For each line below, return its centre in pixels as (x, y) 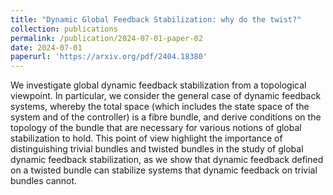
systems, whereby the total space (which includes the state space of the (160, 107)
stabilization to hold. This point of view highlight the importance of (146, 138)
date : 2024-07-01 (46, 47)
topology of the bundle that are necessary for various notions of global (156, 128)
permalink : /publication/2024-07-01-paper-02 (106, 38)
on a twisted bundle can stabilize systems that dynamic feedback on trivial (164, 170)
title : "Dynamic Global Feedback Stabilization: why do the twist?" (156, 19)
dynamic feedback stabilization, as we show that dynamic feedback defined (167, 160)
